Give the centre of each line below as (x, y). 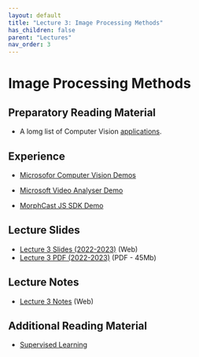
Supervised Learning (53, 345)
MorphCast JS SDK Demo (61, 205)
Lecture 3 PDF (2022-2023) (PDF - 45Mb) (88, 257)
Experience (37, 156)
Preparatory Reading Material (82, 112)
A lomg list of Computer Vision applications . (91, 131)
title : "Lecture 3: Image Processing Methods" (86, 23)
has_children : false (42, 30)
